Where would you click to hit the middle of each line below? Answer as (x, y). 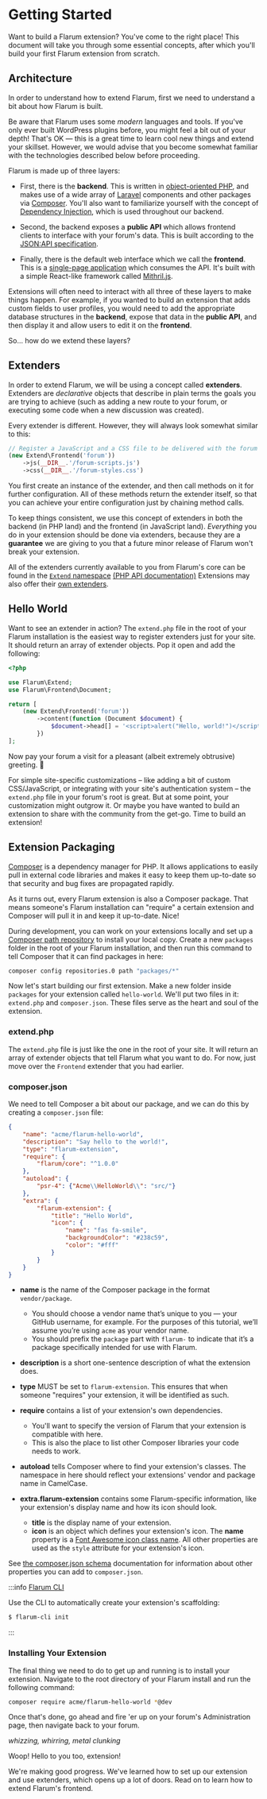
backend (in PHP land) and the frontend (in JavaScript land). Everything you (132, 527)
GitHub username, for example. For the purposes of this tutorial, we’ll (145, 1322)
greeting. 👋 (26, 764)
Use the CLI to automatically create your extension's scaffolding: (114, 1603)
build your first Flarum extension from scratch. (84, 53)
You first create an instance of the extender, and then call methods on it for (131, 486)
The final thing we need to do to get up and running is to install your (119, 1670)
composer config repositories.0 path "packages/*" (94, 971)
